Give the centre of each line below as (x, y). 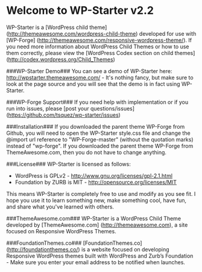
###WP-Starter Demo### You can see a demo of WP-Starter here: (89, 71)
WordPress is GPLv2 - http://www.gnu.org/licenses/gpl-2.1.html (94, 175)
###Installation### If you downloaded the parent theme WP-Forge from (96, 126)
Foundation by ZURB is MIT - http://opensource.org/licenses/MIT (96, 182)
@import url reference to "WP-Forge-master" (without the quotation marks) (100, 139)
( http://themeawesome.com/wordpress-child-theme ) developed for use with (101, 33)
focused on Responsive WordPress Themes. (61, 231)
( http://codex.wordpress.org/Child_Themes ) (61, 59)
